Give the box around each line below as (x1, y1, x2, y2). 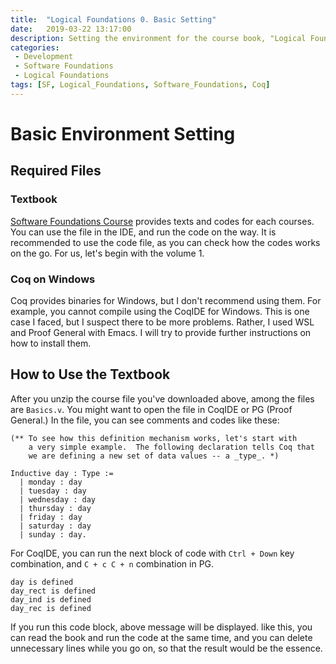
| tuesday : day (19, 486, 87, 496)
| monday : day (19, 477, 83, 487)
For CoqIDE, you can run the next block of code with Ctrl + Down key (10, 547, 295, 559)
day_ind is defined (10, 594, 92, 605)
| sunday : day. (19, 529, 87, 540)
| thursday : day (19, 503, 92, 513)
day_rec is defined (10, 603, 92, 613)
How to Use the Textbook (10, 366, 171, 383)
